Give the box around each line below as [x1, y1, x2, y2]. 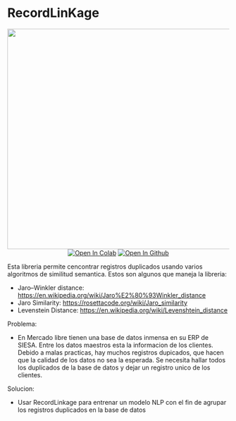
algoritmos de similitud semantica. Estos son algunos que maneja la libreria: [7, 269, 227, 278]
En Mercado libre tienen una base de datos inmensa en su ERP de [17, 333, 209, 341]
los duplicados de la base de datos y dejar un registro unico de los [17, 363, 211, 372]
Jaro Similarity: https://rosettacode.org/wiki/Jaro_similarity [17, 298, 188, 307]
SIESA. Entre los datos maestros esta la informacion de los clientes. [17, 341, 213, 349]
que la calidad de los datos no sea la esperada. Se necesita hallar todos [17, 355, 226, 364]
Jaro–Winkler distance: [17, 283, 85, 292]
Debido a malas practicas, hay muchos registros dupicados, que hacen [17, 348, 224, 357]
